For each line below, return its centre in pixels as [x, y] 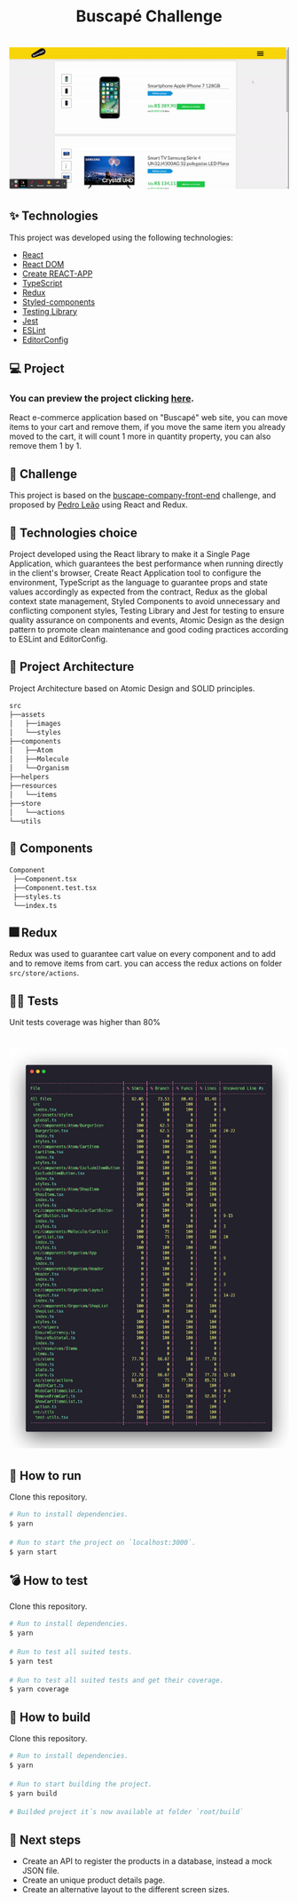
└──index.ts [35, 905]
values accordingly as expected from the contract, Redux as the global [138, 592]
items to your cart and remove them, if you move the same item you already [147, 427]
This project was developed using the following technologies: [121, 237]
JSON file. [41, 1871]
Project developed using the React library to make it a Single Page [130, 554]
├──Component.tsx [45, 879]
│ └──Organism [39, 768]
